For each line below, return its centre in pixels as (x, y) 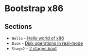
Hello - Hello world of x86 (38, 38)
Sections (18, 27)
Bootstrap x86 (34, 9)
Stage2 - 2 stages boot (34, 48)
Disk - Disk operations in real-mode (47, 43)
